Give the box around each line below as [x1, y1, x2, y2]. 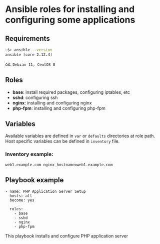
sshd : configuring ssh [12, 94, 58, 100]
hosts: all [9, 193, 32, 199]
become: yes [9, 198, 35, 203]
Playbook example [5, 176, 64, 184]
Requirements [5, 34, 50, 43]
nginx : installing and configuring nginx [12, 99, 92, 106]
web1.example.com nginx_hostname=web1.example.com [5, 162, 113, 167]
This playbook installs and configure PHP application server [5, 233, 128, 239]
